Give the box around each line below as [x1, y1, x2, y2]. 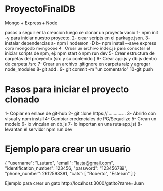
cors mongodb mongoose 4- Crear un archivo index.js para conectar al [5, 45, 150, 51]
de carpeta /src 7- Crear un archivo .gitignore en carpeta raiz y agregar [5, 61, 151, 67]
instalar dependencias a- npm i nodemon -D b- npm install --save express [5, 40, 157, 46]
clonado [5, 94, 40, 105]
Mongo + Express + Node [5, 20, 58, 26]
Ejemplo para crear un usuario [5, 143, 131, 155]
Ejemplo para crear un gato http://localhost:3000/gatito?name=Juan [5, 180, 144, 186]
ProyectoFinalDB [5, 3, 76, 15]
